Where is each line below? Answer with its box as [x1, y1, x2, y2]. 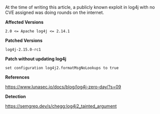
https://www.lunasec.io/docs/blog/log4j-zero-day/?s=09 [5, 84, 121, 90]
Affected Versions [5, 19, 44, 25]
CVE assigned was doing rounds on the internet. [5, 9, 104, 15]
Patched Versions [5, 37, 43, 43]
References [5, 74, 30, 80]
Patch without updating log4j [5, 56, 67, 62]
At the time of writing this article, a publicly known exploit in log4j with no [5, 4, 155, 10]
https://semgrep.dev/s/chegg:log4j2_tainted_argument [5, 103, 117, 109]
